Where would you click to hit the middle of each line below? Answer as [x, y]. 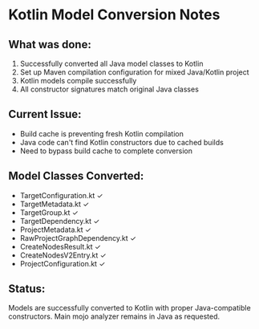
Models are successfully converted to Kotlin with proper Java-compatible [129, 308]
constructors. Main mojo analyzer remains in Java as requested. [114, 317]
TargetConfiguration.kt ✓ [61, 195]
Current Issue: [45, 114]
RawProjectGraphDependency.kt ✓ [78, 238]
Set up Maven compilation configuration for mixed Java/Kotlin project [135, 72]
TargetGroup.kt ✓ [49, 212]
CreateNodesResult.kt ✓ [61, 246]
